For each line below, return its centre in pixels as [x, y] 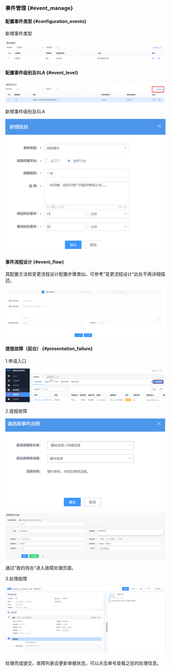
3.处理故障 [16, 579]
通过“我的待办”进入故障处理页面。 [41, 568]
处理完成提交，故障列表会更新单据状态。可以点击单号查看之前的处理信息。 [83, 663]
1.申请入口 [16, 361]
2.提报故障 [16, 411]
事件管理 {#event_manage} [39, 8]
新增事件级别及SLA [25, 112]
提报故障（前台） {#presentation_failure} [49, 349]
